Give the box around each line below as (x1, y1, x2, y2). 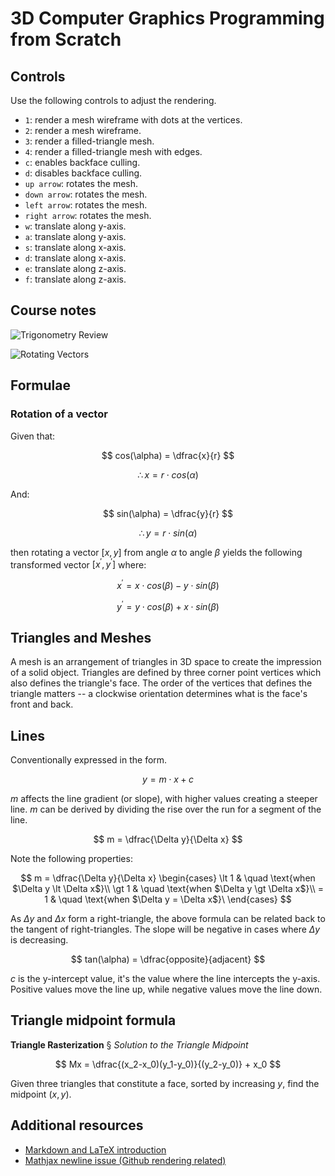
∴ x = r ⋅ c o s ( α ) (137, 468, 199, 481)
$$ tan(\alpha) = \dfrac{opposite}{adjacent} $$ (70, 953, 266, 966)
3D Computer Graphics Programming (10, 7, 325, 30)
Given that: (10, 430, 56, 442)
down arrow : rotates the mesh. (24, 188, 148, 200)
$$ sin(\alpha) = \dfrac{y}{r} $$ (102, 507, 234, 519)
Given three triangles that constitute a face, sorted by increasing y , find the (10, 1077, 320, 1089)
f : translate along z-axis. (24, 273, 127, 285)
